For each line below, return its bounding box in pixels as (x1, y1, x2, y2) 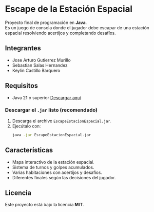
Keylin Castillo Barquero (12, 67, 60, 73)
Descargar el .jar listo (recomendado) (5, 106, 97, 113)
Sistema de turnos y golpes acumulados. (12, 164, 94, 170)
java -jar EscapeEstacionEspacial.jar (12, 132, 91, 137)
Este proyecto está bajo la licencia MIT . (5, 202, 84, 208)
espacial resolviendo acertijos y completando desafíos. (5, 30, 116, 36)
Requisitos (5, 82, 38, 90)
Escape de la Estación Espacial (5, 3, 133, 15)
